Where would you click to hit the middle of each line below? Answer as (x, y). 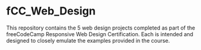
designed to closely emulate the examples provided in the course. (88, 40)
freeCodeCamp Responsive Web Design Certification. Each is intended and (100, 34)
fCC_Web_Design (51, 11)
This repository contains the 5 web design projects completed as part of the (101, 28)
